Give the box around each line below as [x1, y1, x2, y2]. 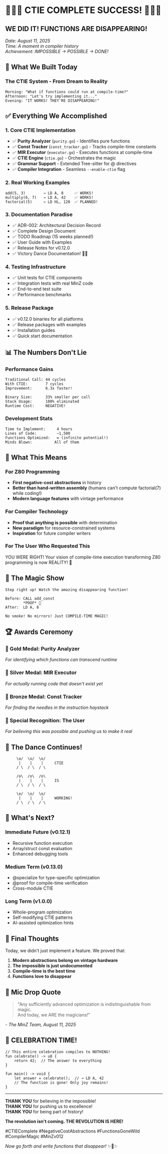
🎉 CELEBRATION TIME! [5, 1036, 77, 1045]
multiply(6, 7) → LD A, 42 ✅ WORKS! [5, 195, 94, 200]
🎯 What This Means [5, 453, 67, 462]
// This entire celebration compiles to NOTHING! [5, 1049, 111, 1054]
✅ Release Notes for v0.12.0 [12, 245, 70, 251]
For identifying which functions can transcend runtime [5, 657, 117, 663]
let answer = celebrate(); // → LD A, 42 [14, 1075, 104, 1081]
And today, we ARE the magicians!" [17, 1012, 90, 1018]
